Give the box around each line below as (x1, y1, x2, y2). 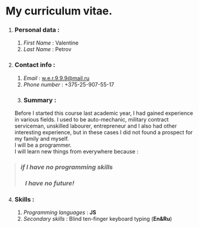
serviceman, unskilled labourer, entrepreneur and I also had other (14, 122, 177, 130)
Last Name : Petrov (23, 46, 72, 53)
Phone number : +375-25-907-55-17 (23, 81, 115, 88)
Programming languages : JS (23, 209, 96, 216)
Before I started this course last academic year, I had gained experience (14, 109, 194, 117)
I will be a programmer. (14, 141, 72, 149)
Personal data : (14, 26, 60, 34)
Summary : (23, 96, 57, 104)
